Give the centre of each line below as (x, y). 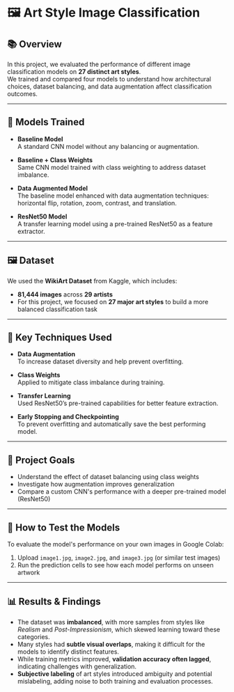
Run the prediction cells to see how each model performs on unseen (115, 565)
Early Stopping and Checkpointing (68, 417)
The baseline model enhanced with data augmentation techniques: (113, 196)
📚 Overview (35, 44)
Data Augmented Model (53, 188)
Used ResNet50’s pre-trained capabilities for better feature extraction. (118, 403)
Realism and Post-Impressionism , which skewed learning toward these (119, 629)
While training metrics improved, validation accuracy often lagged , (114, 659)
